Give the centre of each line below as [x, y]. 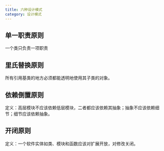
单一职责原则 [24, 35]
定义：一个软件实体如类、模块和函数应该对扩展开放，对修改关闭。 [71, 144]
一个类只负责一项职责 [26, 48]
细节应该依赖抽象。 [33, 114]
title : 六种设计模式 [24, 10]
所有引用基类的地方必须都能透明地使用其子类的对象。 [59, 78]
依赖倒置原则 [24, 95]
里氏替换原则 [24, 65]
